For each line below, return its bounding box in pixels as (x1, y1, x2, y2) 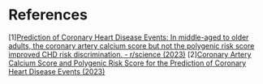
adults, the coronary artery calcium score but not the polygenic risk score (8, 40, 255, 50)
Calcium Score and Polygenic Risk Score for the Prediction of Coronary (8, 58, 247, 68)
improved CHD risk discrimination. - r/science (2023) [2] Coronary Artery (8, 49, 252, 59)
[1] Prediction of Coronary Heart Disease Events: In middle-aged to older (8, 32, 249, 42)
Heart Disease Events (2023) (8, 66, 106, 76)
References (8, 6, 88, 24)
